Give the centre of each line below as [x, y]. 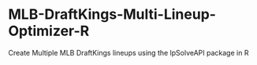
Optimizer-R [49, 31]
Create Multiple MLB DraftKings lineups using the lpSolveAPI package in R [128, 52]
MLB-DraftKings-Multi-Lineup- [112, 14]
